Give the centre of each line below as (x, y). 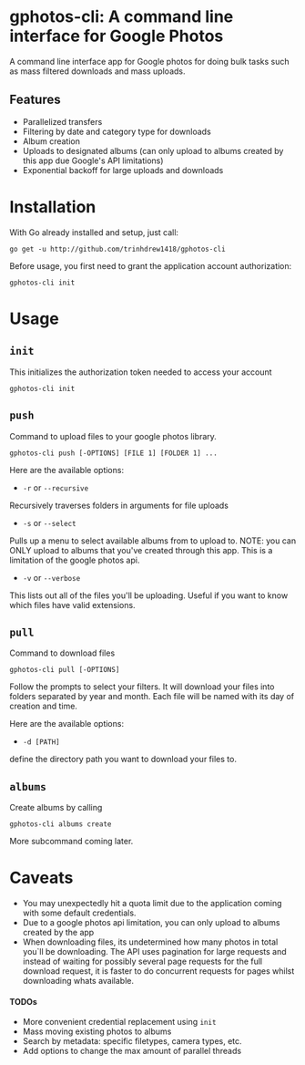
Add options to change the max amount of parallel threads (132, 1051)
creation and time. (43, 706)
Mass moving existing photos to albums (97, 1031)
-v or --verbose (51, 577)
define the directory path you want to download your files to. (123, 760)
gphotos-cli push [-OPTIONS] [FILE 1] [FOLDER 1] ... (114, 453)
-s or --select (49, 522)
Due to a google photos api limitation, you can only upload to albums (151, 923)
